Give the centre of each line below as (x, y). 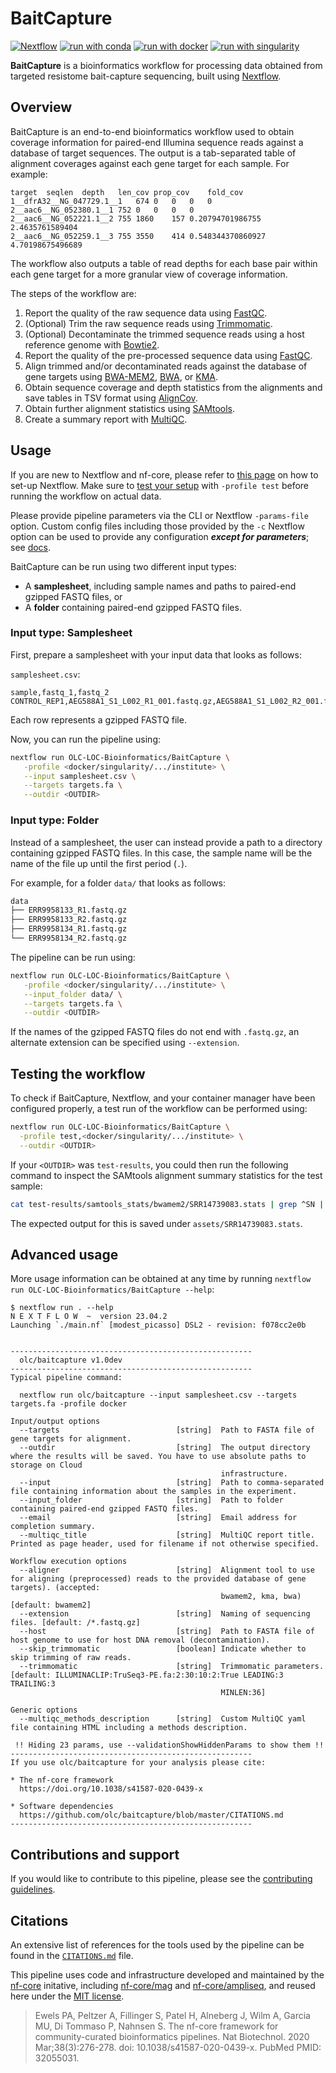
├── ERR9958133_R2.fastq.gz (69, 920)
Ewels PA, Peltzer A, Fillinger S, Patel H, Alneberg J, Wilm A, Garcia (172, 2016)
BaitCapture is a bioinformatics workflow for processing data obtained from (166, 65)
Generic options (44, 1710)
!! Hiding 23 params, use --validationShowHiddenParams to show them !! (169, 1745)
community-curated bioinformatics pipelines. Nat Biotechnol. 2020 (172, 2037)
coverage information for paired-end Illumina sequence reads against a (157, 142)
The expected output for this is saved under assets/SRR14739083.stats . (156, 1223)
